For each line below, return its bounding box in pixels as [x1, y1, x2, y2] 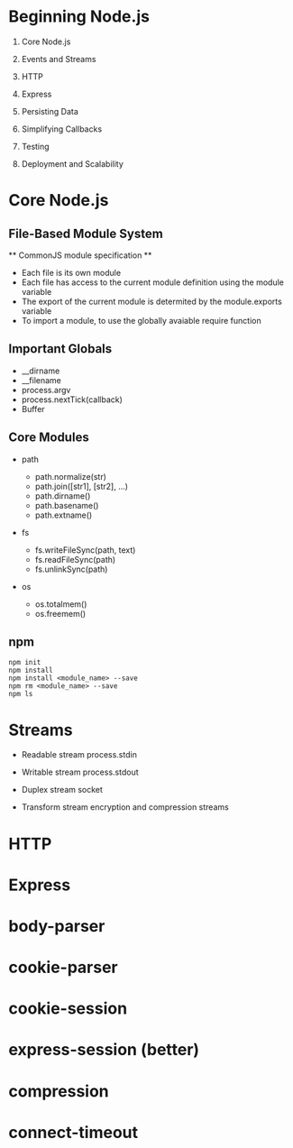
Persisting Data [21, 106, 78, 116]
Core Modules [8, 430, 89, 445]
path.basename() [34, 500, 99, 510]
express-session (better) [8, 1040, 200, 1061]
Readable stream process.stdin [21, 749, 137, 760]
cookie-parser [8, 958, 118, 978]
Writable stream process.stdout [21, 767, 139, 777]
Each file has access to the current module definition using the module [21, 277, 285, 288]
